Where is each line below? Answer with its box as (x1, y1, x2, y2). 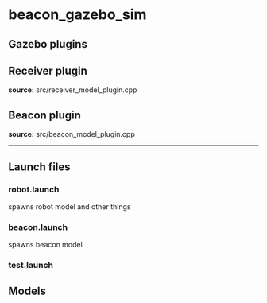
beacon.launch (8, 221, 68, 232)
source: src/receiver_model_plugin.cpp (8, 85, 137, 95)
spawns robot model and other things (8, 201, 131, 212)
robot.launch (8, 184, 60, 195)
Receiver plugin (8, 64, 87, 77)
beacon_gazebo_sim (8, 6, 147, 24)
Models (8, 284, 46, 297)
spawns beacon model (8, 240, 83, 250)
